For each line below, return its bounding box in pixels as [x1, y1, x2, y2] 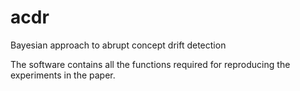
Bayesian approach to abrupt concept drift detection [10, 39, 227, 51]
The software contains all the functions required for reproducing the [10, 58, 291, 70]
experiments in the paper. [10, 69, 116, 81]
